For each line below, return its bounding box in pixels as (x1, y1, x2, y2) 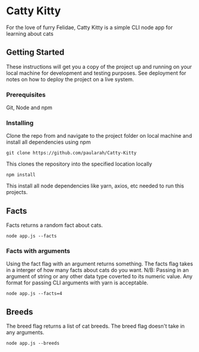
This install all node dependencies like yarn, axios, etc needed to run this (6, 182, 184, 189)
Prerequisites (6, 90, 46, 99)
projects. (6, 189, 28, 196)
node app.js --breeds (6, 340, 60, 347)
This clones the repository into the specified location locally (6, 160, 153, 167)
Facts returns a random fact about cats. (6, 221, 103, 229)
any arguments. (6, 329, 45, 336)
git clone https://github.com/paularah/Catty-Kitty (6, 150, 137, 156)
